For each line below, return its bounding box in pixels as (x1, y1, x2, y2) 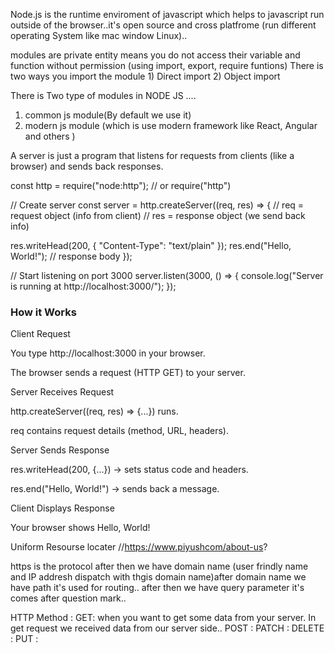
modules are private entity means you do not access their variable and (10, 49, 301, 61)
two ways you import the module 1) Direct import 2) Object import (10, 70, 281, 82)
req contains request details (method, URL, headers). (10, 425, 229, 437)
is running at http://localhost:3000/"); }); (10, 280, 177, 292)
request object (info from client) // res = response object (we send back (10, 210, 306, 221)
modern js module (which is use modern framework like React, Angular (24, 120, 318, 131)
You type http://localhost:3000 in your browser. (10, 347, 206, 359)
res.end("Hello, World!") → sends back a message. (10, 483, 220, 495)
